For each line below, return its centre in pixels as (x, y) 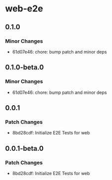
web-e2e (24, 9)
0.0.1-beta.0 (24, 149)
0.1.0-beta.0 (25, 67)
